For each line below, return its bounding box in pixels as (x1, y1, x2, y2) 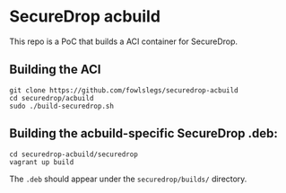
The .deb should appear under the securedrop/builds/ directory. (9, 173, 247, 184)
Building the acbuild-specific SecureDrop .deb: (9, 126, 278, 141)
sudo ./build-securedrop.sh (9, 101, 115, 110)
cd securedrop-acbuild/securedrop (9, 150, 139, 159)
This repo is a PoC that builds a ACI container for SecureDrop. (9, 36, 238, 47)
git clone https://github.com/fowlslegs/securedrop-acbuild (9, 85, 239, 95)
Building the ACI (9, 62, 101, 77)
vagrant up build (9, 157, 74, 167)
